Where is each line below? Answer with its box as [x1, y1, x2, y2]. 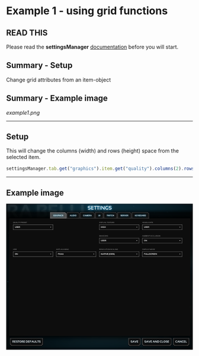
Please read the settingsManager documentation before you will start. [6, 43, 179, 50]
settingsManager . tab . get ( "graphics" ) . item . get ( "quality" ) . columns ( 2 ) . [6, 166, 184, 172]
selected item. [6, 154, 41, 161]
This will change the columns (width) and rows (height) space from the [6, 147, 179, 154]
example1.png [6, 109, 40, 116]
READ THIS [6, 28, 48, 38]
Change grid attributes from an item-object [6, 76, 111, 83]
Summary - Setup [6, 60, 73, 70]
